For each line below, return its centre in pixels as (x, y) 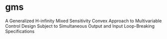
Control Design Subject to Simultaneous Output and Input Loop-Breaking (80, 26)
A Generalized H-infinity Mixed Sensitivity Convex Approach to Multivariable (83, 21)
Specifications (20, 31)
